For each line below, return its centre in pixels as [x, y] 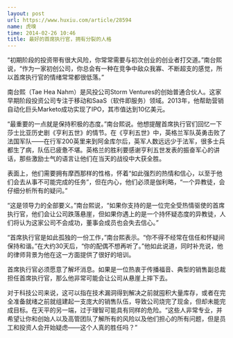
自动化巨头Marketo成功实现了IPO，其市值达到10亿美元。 [88, 109]
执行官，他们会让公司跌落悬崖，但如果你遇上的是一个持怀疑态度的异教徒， [113, 214]
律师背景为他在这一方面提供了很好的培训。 [74, 255]
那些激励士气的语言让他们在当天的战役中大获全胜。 [92, 159]
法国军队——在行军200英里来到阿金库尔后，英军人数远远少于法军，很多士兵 [116, 141]
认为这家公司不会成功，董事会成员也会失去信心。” [89, 223]
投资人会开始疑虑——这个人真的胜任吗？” [78, 328]
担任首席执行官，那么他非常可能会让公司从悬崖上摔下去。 [89, 278]
